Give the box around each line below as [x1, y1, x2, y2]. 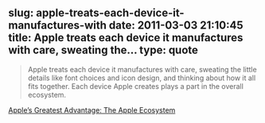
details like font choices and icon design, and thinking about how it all [27, 73, 256, 83]
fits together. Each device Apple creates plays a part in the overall [27, 81, 244, 90]
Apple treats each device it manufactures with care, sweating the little [27, 64, 257, 74]
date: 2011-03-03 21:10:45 [108, 19, 244, 33]
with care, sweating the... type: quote [8, 44, 199, 57]
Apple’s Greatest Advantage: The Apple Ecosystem [8, 105, 176, 114]
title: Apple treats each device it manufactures [8, 31, 244, 44]
